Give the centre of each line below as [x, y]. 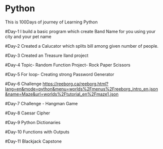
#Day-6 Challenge [23, 84]
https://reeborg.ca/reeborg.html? [75, 84]
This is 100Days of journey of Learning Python [52, 22]
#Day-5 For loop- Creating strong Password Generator [60, 74]
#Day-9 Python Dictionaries [33, 122]
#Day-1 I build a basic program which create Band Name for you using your [80, 31]
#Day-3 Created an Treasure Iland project [47, 55]
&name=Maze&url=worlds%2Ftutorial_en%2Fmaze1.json [62, 94]
